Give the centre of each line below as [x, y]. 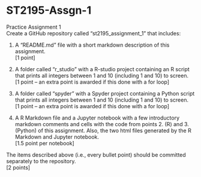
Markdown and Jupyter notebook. [57, 137]
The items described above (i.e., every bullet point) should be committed [96, 155]
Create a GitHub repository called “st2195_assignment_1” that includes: [94, 33]
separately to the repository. [41, 161]
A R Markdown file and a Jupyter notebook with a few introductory [97, 118]
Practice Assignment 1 [34, 27]
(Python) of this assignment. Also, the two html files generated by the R [103, 130]
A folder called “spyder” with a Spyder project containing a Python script [105, 93]
